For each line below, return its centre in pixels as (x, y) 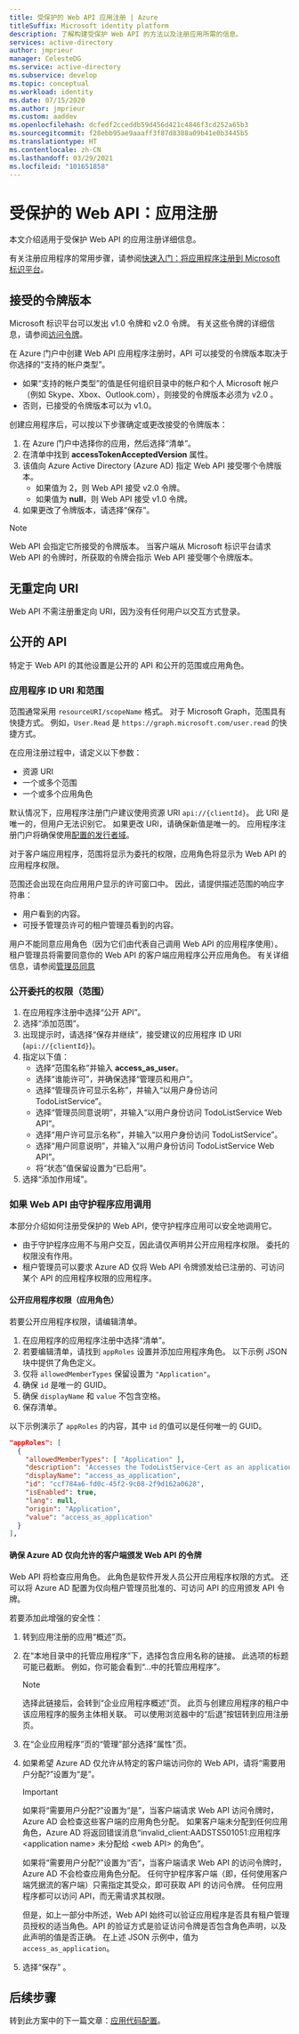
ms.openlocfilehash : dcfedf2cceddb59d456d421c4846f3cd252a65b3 (129, 125)
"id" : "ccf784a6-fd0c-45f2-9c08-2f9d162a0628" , (115, 1484)
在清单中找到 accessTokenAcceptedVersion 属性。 (117, 455)
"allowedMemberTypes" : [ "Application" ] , (105, 1459)
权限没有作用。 (49, 1255)
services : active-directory (61, 42)
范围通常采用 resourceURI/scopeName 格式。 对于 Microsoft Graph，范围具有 (148, 712)
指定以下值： (45, 1057)
